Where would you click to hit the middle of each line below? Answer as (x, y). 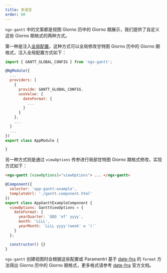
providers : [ (23, 80)
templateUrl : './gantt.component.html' (51, 193)
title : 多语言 (19, 10)
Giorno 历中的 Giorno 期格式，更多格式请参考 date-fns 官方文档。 (86, 266)
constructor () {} (28, 244)
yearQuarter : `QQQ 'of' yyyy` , (51, 217)
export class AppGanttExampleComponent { (49, 203)
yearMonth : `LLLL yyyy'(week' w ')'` (58, 226)
